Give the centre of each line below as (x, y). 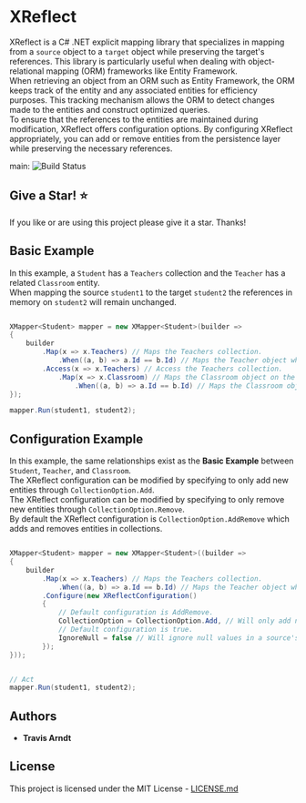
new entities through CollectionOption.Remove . (97, 509)
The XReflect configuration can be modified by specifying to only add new (149, 481)
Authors (33, 716)
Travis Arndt (47, 738)
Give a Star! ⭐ (49, 196)
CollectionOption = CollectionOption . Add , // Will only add (174, 621)
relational (27, 71)
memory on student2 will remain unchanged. (93, 301)
